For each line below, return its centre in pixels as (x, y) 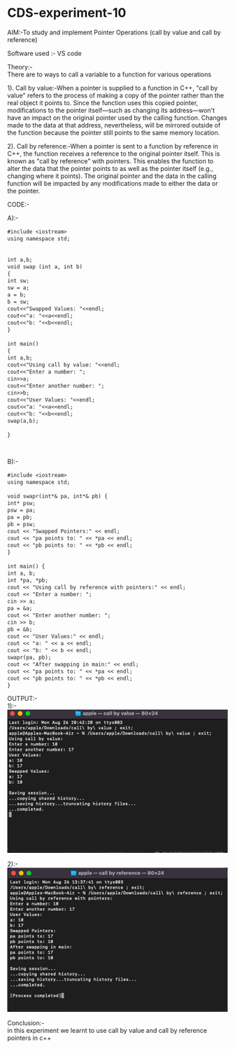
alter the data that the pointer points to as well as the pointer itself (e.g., (110, 168)
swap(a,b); (23, 421)
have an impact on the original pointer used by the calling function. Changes (117, 118)
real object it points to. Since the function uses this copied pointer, (103, 102)
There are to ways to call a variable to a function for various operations (109, 74)
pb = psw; (22, 524)
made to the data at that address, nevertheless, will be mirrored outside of (114, 125)
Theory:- (20, 67)
